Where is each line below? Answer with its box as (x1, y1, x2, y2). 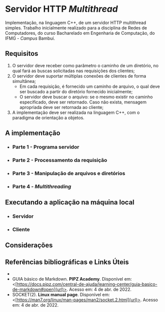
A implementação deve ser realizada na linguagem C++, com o (12, 109, 140, 115)
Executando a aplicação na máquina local (5, 198, 135, 207)
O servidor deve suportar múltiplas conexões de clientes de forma (12, 73, 146, 79)
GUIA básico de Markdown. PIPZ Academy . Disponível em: (12, 276, 132, 282)
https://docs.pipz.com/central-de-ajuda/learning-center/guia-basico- (17, 281, 158, 287)
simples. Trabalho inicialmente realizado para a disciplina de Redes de (5, 25, 147, 30)
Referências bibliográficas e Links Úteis (5, 258, 129, 266)
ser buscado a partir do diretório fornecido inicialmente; (19, 88, 133, 94)
